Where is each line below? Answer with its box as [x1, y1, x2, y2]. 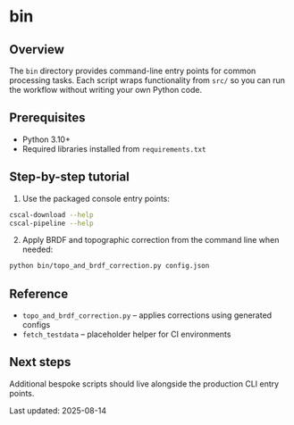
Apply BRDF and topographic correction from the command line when [21, 235, 280, 246]
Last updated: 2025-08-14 [9, 404, 107, 416]
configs [21, 320, 51, 330]
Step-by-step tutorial [9, 170, 130, 185]
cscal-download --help [9, 210, 94, 220]
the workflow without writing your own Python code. [9, 85, 203, 95]
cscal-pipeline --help [9, 219, 94, 228]
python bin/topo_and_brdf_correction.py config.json [9, 262, 210, 271]
